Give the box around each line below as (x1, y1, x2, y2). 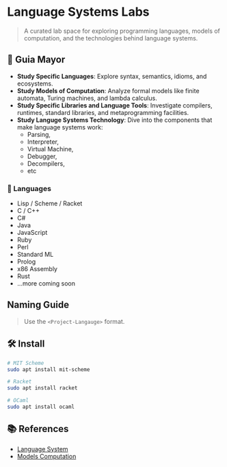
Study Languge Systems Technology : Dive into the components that (16, 116, 213, 124)
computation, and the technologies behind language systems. (23, 34, 198, 42)
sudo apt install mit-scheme (7, 366, 90, 373)
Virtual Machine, (27, 144, 74, 153)
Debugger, (27, 152, 57, 160)
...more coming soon (16, 279, 75, 288)
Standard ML (16, 251, 54, 259)
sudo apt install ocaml (7, 403, 75, 411)
